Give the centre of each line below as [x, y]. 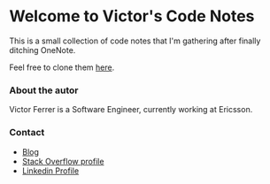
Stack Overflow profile [63, 161]
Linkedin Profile [50, 171]
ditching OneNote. [42, 50]
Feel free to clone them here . [62, 67]
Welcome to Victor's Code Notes [132, 16]
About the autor [44, 90]
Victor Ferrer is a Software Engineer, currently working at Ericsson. [131, 110]
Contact [27, 133]
